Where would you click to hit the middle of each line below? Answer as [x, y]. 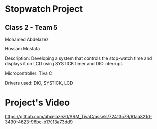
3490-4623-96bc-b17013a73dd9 [39, 122]
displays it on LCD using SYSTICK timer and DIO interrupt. [64, 64]
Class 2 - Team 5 [31, 27]
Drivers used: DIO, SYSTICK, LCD [39, 83]
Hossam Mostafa [23, 49]
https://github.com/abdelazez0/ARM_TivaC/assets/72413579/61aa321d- [78, 116]
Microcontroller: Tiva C [28, 73]
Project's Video [38, 103]
